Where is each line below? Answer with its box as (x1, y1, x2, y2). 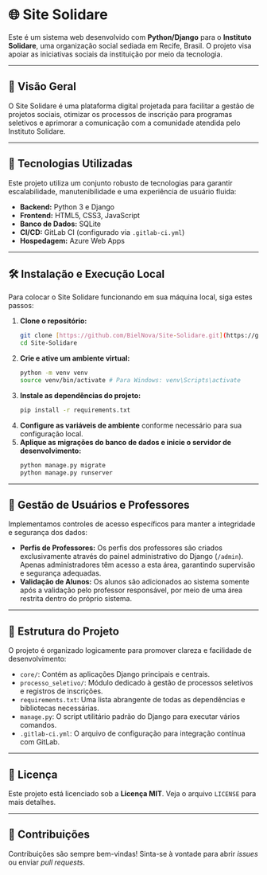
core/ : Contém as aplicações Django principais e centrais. (19, 670, 211, 679)
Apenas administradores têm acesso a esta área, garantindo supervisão (19, 560, 256, 570)
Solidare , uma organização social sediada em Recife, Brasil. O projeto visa (8, 41, 252, 50)
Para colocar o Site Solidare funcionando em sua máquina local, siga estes (8, 292, 253, 302)
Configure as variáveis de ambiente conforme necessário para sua (19, 420, 242, 430)
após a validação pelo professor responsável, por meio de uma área (19, 585, 243, 595)
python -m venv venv (19, 369, 88, 377)
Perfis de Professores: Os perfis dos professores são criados (19, 543, 222, 553)
